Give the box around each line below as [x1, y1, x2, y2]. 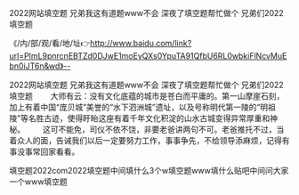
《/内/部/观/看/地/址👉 [9, 38, 91, 48]
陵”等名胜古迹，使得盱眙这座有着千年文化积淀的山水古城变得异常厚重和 [9, 113, 271, 123]
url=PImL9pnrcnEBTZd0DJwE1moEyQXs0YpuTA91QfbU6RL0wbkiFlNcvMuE [9, 51, 287, 61]
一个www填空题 [9, 176, 69, 187]
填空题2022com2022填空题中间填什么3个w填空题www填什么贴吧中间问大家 [9, 166, 289, 175]
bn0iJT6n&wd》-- [9, 61, 71, 71]
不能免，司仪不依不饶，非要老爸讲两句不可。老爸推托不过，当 [57, 124, 285, 134]
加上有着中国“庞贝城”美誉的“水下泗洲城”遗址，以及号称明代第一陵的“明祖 [9, 102, 276, 112]
